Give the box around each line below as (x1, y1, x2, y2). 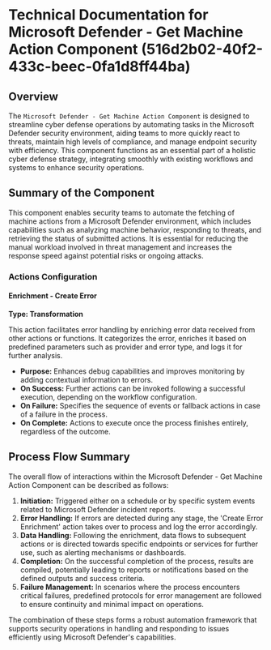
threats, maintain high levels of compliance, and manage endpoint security (8, 137, 257, 147)
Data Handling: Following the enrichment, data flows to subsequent (19, 530, 247, 540)
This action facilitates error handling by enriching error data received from (8, 324, 256, 334)
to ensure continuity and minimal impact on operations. (19, 599, 205, 609)
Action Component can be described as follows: (8, 480, 169, 490)
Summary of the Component (8, 186, 155, 200)
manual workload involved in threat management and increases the (8, 242, 232, 252)
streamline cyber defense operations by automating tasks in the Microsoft (8, 120, 255, 129)
